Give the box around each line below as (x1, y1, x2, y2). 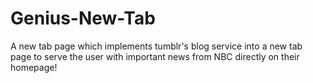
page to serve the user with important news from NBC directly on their (10, 50, 300, 62)
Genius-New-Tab (10, 7, 156, 30)
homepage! (10, 61, 58, 73)
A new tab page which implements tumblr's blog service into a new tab (10, 40, 303, 52)
